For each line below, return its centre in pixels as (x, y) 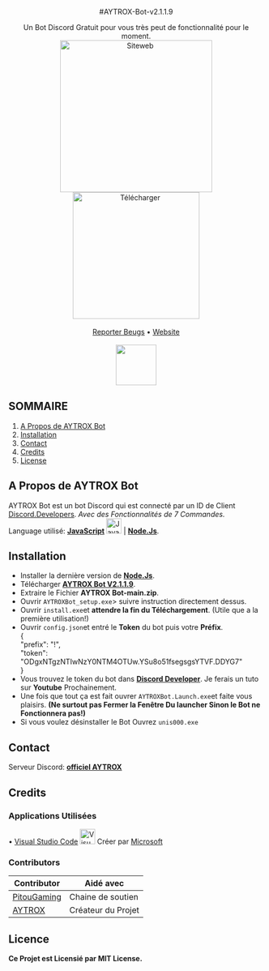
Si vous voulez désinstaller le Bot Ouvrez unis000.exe (109, 722)
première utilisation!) (54, 618)
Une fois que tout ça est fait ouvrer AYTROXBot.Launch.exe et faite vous (136, 696)
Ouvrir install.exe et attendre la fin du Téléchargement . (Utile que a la (139, 610)
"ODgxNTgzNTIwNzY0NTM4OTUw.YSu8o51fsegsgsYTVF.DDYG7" (131, 662)
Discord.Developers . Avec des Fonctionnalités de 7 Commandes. (117, 514)
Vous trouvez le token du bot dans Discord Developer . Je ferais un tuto (139, 679)
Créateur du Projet (104, 910)
